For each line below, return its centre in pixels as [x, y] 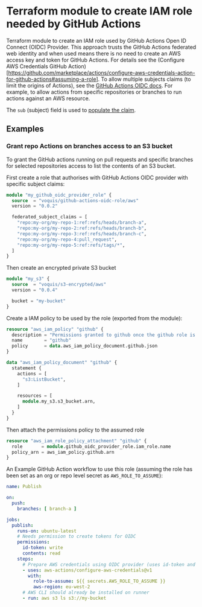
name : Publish [24, 487]
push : [19, 503]
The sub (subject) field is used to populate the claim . [71, 110]
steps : [25, 559]
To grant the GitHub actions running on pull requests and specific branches [100, 159]
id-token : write [43, 548]
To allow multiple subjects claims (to [146, 79]
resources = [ [35, 396]
